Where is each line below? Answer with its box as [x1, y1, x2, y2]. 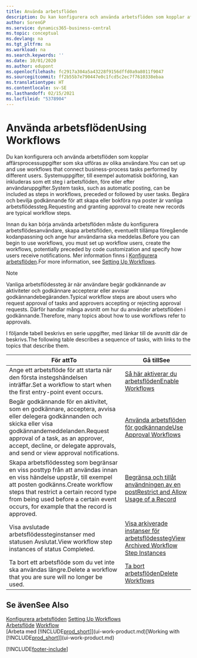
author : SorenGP [6, 19, 46, 25]
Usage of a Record [125, 495, 176, 503]
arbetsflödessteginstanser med [9, 530, 96, 538]
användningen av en [125, 480, 181, 488]
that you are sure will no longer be [9, 573, 103, 581]
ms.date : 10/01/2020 [6, 58, 57, 63]
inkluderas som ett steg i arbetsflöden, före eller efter [6, 178, 135, 185]
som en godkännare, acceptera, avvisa [9, 404, 116, 413]
